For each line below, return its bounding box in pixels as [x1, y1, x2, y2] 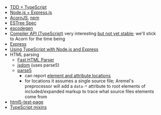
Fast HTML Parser [17, 57, 54, 62]
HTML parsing [9, 52, 40, 57]
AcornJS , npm [9, 15, 40, 20]
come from [24, 94, 48, 100]
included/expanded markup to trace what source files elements [24, 89, 155, 94]
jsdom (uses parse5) [17, 62, 59, 68]
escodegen [9, 25, 33, 31]
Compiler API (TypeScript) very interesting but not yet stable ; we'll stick [9, 31, 156, 36]
